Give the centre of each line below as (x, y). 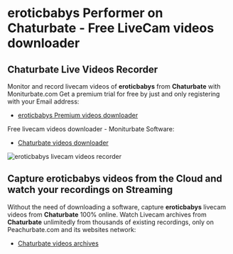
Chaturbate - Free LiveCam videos (111, 28)
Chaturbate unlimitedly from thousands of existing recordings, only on (111, 222)
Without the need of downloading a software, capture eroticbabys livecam (117, 206)
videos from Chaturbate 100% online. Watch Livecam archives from (107, 214)
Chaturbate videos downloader (63, 143)
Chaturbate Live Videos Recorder (83, 69)
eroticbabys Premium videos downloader (78, 115)
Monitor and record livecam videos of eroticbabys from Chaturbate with (114, 86)
